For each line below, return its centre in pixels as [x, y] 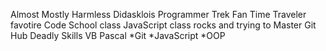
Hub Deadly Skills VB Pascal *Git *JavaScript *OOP [118, 35]
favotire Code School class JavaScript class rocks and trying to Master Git [163, 25]
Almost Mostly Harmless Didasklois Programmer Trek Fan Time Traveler [158, 14]
